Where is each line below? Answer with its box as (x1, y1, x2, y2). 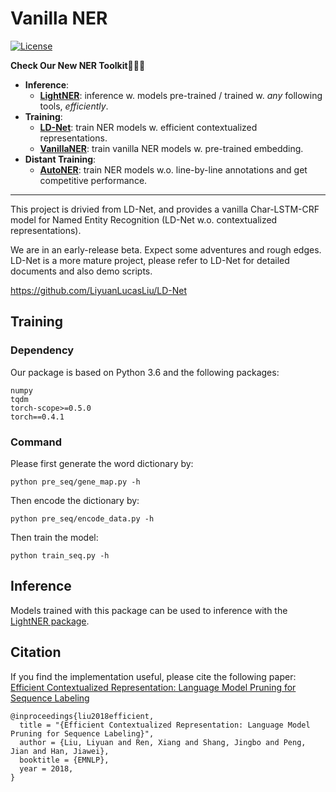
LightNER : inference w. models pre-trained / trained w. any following (39, 89, 323, 101)
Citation (10, 644, 62, 661)
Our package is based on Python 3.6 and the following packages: (10, 366, 280, 378)
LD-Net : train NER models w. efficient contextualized (39, 121, 258, 133)
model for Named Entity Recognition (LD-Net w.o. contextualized (10, 213, 278, 226)
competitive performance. (39, 174, 148, 186)
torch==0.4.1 (10, 412, 65, 422)
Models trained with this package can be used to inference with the (10, 604, 288, 616)
